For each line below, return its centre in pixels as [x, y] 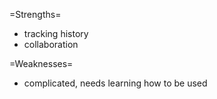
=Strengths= [35, 14]
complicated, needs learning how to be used [115, 83]
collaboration [51, 44]
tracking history [56, 33]
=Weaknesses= [41, 63]
